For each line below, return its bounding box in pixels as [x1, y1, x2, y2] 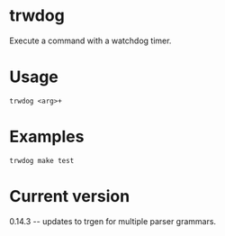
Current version [9, 186, 130, 206]
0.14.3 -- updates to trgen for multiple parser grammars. [9, 215, 217, 226]
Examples [9, 127, 85, 147]
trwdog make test [9, 156, 75, 165]
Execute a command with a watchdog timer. [9, 35, 172, 46]
